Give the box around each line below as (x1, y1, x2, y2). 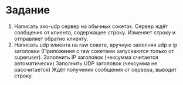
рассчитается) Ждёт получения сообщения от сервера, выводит (13, 66, 177, 73)
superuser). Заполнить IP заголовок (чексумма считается (13, 54, 159, 61)
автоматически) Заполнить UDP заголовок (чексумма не (13, 59, 158, 67)
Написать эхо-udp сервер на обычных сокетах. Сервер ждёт (13, 23, 168, 30)
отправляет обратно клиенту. (13, 35, 89, 42)
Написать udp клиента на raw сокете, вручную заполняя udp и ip (13, 41, 178, 48)
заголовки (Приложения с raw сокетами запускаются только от (13, 47, 174, 54)
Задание (5, 3, 50, 17)
